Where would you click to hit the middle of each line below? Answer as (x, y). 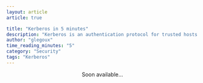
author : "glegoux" (30, 40)
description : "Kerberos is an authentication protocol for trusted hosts (102, 34)
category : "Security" (34, 52)
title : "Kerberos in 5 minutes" (47, 29)
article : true (24, 18)
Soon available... (102, 74)
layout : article (27, 12)
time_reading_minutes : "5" (41, 46)
